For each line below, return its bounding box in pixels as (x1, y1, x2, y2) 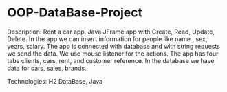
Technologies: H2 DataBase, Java (7, 77, 103, 85)
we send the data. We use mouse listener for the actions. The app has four (7, 49, 219, 58)
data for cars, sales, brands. (7, 64, 87, 72)
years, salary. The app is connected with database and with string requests (7, 42, 220, 50)
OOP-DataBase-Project (7, 5, 143, 21)
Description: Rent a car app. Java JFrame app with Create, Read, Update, (7, 27, 215, 36)
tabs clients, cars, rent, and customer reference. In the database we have (7, 56, 215, 65)
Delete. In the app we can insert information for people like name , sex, (7, 34, 208, 43)
